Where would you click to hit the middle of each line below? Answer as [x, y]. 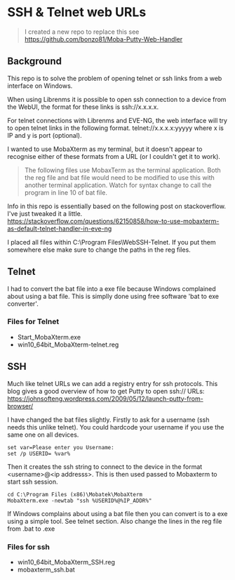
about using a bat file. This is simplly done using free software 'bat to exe [113, 296]
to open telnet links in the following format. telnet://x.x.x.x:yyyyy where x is [116, 128]
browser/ [20, 406]
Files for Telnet [33, 322]
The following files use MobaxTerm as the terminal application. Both [122, 170]
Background [34, 62]
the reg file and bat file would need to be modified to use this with [120, 177]
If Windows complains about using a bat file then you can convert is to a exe [117, 513]
